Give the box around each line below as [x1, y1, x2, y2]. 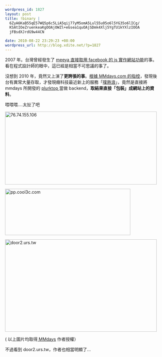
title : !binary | [5, 16, 40, 21]
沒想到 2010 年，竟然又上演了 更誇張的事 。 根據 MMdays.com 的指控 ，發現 [5, 73, 153, 79]
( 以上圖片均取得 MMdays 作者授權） [5, 336, 79, 342]
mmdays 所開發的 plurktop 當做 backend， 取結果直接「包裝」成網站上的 [5, 85, 150, 91]
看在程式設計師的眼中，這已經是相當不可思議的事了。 [5, 62, 112, 68]
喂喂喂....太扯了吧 [5, 101, 40, 107]
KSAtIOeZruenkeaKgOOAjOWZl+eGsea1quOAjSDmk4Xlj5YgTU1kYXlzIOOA [9, 25, 140, 30]
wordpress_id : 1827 [5, 7, 45, 12]
